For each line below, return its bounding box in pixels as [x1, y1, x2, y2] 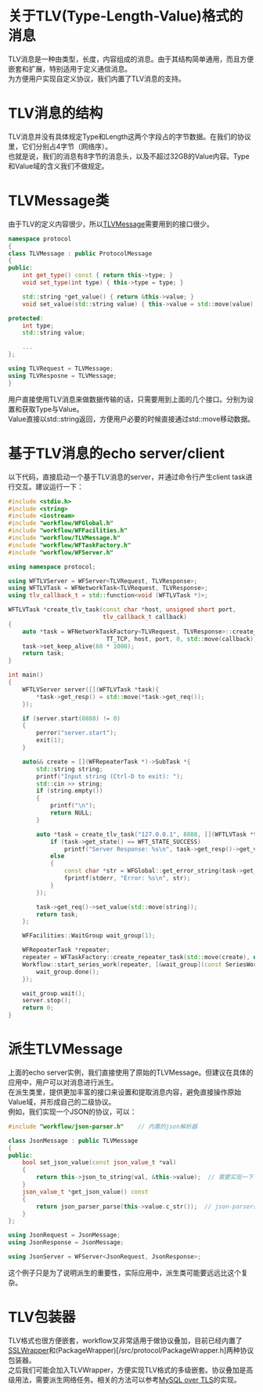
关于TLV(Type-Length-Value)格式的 [8, 7, 243, 25]
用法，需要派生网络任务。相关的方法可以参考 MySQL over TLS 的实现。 [14, 1375, 241, 1384]
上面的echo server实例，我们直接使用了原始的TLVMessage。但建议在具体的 [8, 1068, 254, 1077]
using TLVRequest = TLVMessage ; [8, 364, 113, 373]
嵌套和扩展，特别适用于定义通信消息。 [8, 64, 131, 73]
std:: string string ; [36, 765, 103, 773]
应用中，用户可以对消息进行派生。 [8, 1077, 118, 1086]
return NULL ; [49, 809, 92, 817]
